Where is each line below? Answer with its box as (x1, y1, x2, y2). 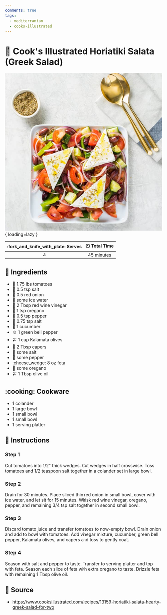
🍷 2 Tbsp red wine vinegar (12, 302, 67, 308)
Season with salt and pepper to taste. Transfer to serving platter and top (5, 560, 153, 567)
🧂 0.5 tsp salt (12, 286, 40, 292)
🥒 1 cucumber (12, 324, 41, 330)
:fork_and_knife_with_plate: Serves (7, 244, 82, 250)
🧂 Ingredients (5, 268, 48, 276)
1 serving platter (12, 422, 46, 428)
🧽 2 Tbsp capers (12, 344, 47, 350)
